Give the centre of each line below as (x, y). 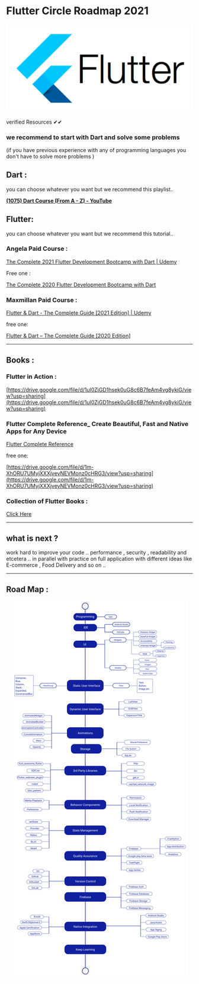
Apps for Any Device (36, 431)
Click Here (19, 514)
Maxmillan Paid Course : (42, 300)
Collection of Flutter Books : (47, 501)
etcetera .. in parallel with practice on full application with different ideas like (99, 559)
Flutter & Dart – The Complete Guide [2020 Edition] (68, 336)
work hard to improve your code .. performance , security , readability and (97, 553)
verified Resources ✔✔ (34, 122)
